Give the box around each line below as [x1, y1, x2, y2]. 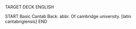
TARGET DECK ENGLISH [5, 4, 54, 10]
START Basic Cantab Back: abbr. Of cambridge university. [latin [5, 14, 132, 19]
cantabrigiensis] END [5, 19, 47, 24]
